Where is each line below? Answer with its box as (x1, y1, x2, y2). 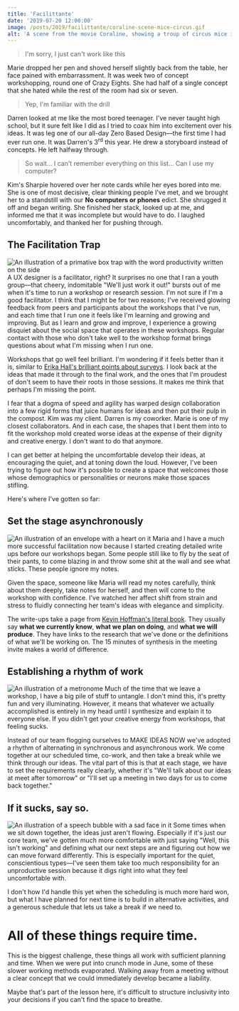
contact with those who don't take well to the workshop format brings (7, 333, 212, 342)
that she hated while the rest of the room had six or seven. (7, 86, 179, 95)
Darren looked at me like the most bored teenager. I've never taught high (7, 114, 221, 122)
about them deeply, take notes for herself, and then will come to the (7, 585, 206, 594)
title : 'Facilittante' (7, 10, 75, 18)
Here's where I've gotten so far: (7, 494, 100, 503)
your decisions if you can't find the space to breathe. (7, 995, 163, 1004)
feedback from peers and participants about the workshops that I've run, (7, 303, 221, 312)
